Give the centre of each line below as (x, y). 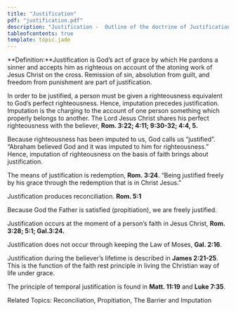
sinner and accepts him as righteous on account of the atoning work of (110, 67)
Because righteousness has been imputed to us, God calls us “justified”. (111, 139)
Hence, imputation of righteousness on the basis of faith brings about (108, 154)
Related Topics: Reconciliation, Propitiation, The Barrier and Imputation (110, 300)
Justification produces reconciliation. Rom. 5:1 (74, 197)
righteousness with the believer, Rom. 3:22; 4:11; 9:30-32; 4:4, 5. (103, 126)
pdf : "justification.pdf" (45, 20)
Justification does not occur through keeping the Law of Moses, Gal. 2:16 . (115, 245)
